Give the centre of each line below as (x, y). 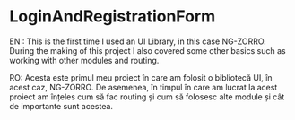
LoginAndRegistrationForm (113, 17)
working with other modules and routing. (84, 60)
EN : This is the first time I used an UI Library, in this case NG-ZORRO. (138, 41)
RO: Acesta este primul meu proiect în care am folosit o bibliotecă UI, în (141, 77)
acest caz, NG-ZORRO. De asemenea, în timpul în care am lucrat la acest (143, 87)
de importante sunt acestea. (61, 106)
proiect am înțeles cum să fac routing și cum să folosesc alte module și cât (147, 97)
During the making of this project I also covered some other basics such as (147, 50)
